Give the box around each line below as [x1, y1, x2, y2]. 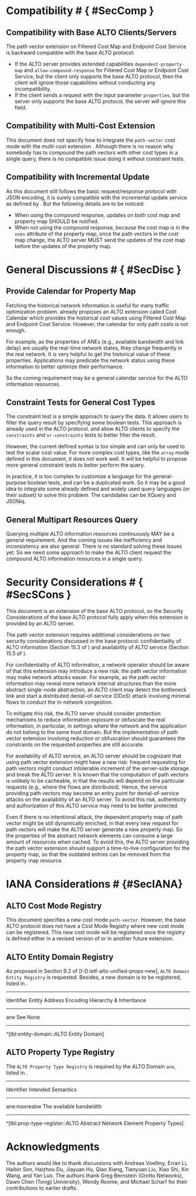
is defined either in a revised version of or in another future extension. [6, 935, 174, 942]
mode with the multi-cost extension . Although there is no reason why [6, 142, 174, 150]
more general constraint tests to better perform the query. [6, 461, 145, 469]
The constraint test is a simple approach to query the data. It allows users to [6, 413, 189, 420]
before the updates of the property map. [14, 242, 112, 249]
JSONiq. [6, 498, 26, 505]
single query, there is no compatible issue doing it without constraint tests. [6, 155, 185, 162]
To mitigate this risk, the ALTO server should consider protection [6, 710, 161, 717]
